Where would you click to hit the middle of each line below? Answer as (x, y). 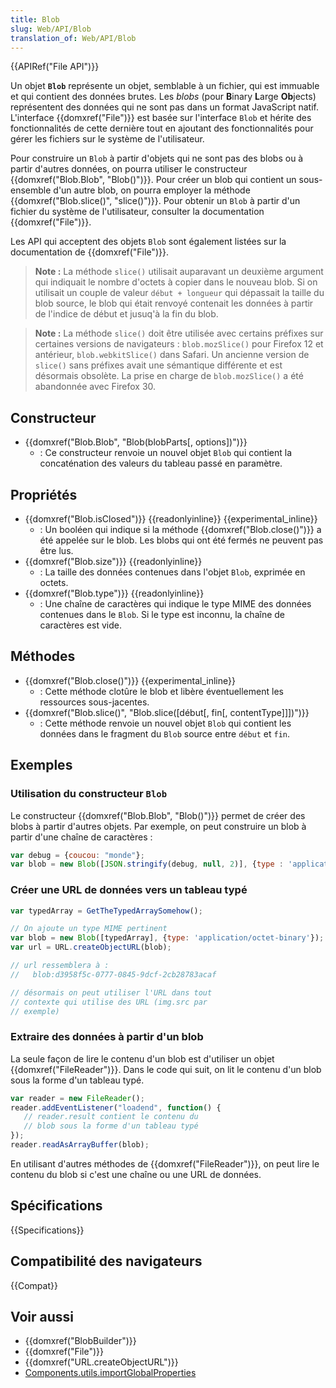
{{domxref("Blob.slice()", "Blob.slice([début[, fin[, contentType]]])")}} (167, 712)
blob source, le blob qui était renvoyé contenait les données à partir (174, 303)
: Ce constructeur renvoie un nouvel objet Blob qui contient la (166, 453)
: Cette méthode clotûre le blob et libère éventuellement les (161, 691)
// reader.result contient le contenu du (111, 1117)
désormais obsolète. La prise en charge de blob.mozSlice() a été (169, 376)
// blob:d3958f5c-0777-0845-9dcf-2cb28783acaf (113, 974)
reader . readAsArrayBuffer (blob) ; (80, 1145)
